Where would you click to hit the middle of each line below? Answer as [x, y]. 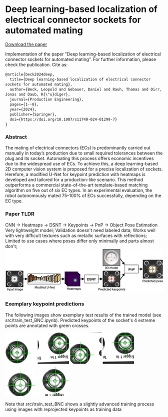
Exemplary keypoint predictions [45, 304]
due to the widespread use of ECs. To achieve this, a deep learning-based [82, 164]
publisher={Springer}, [33, 114]
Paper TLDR [20, 214]
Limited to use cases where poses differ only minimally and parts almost [79, 240]
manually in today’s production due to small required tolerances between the [84, 153]
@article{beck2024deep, [30, 74]
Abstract [16, 137]
